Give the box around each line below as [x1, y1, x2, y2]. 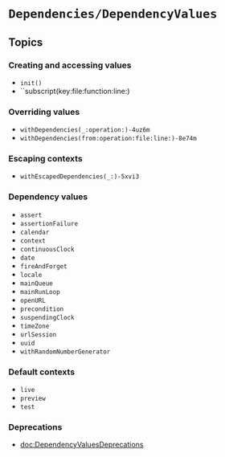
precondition [19, 304, 64, 313]
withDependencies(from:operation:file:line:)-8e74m [19, 135, 197, 143]
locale [19, 271, 43, 279]
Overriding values [8, 106, 80, 117]
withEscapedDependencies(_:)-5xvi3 [19, 173, 140, 181]
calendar [19, 228, 50, 236]
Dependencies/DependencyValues [8, 6, 218, 22]
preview [19, 394, 46, 403]
